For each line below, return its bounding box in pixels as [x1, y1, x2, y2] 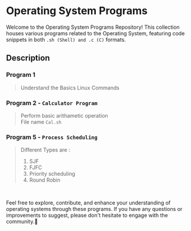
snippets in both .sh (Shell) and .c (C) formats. [6, 36, 126, 43]
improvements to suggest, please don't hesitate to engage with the [6, 212, 169, 219]
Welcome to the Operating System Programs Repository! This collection [6, 24, 180, 31]
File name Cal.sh [20, 118, 62, 125]
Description [6, 53, 50, 63]
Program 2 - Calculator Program [6, 99, 98, 107]
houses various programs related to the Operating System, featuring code [6, 29, 185, 36]
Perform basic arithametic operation [20, 112, 109, 119]
